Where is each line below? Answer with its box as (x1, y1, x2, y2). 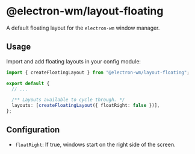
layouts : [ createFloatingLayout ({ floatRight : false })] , (11, 103, 161, 109)
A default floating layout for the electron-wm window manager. (6, 24, 160, 31)
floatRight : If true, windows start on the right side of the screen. (14, 141, 176, 148)
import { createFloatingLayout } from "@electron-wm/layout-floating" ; (6, 69, 190, 75)
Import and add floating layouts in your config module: (6, 57, 141, 65)
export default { (6, 80, 50, 86)
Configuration (6, 125, 60, 135)
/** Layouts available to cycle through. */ (11, 97, 125, 103)
